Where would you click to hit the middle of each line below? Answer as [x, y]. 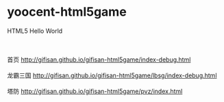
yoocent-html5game [67, 12]
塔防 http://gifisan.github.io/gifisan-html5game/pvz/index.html [95, 91]
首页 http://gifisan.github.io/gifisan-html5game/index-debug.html [99, 60]
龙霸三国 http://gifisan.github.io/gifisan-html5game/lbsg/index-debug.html [112, 75]
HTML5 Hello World [35, 31]
